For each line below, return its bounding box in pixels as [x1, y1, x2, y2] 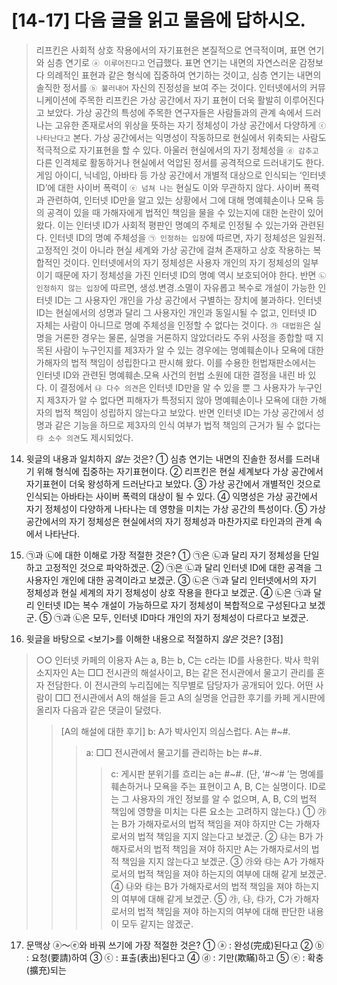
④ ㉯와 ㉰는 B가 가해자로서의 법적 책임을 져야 [110, 880, 293, 892]
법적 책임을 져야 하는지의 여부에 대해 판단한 [137, 905, 306, 917]
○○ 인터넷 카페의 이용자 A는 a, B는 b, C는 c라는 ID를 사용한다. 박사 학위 [35, 654, 320, 666]
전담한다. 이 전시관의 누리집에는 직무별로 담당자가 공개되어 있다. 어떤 [46, 679, 314, 691]
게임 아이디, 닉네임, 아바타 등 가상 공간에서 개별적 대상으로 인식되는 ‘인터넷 [35, 169, 327, 181]
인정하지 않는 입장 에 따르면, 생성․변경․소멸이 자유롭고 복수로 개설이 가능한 [35, 281, 316, 293]
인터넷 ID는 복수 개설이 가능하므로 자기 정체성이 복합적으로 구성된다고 [36, 599, 308, 611]
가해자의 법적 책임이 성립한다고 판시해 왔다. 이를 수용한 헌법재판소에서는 [35, 356, 317, 368]
